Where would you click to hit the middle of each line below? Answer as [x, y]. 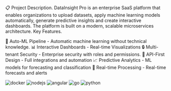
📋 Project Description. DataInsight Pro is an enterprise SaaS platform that [83, 8]
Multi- [152, 47]
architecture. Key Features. [34, 31]
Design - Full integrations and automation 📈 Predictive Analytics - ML [79, 60]
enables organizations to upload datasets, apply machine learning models [83, 15]
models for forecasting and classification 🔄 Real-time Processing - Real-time [86, 67]
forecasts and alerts [26, 73]
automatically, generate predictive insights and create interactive [73, 20]
